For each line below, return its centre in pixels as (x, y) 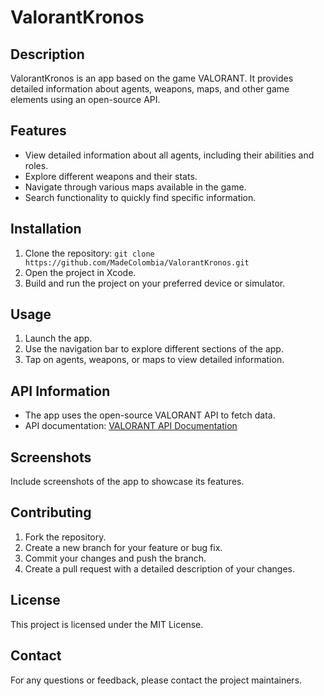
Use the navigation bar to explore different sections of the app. (154, 349)
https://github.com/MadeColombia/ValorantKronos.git (137, 262)
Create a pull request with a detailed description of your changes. (160, 568)
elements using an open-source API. (85, 99)
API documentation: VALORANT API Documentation (131, 426)
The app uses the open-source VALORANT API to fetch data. (150, 415)
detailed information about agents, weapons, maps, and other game (150, 89)
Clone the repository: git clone (89, 253)
